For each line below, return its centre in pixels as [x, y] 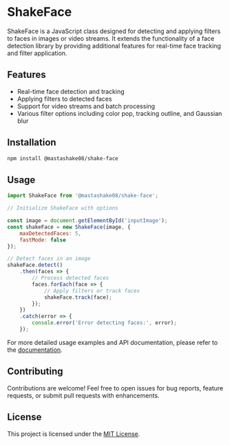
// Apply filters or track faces [92, 290]
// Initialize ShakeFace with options [63, 208]
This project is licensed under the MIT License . [74, 434]
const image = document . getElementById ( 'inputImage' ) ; [87, 221]
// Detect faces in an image [49, 259]
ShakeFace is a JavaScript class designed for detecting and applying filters [114, 31]
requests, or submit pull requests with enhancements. [83, 395]
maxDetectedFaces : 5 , [50, 233]
